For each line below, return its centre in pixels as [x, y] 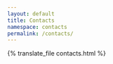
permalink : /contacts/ [40, 33]
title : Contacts [31, 20]
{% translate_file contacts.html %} [57, 53]
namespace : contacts [38, 27]
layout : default [31, 14]
